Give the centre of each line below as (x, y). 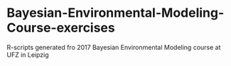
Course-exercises (61, 28)
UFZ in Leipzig (28, 55)
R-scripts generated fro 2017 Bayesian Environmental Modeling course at (114, 47)
